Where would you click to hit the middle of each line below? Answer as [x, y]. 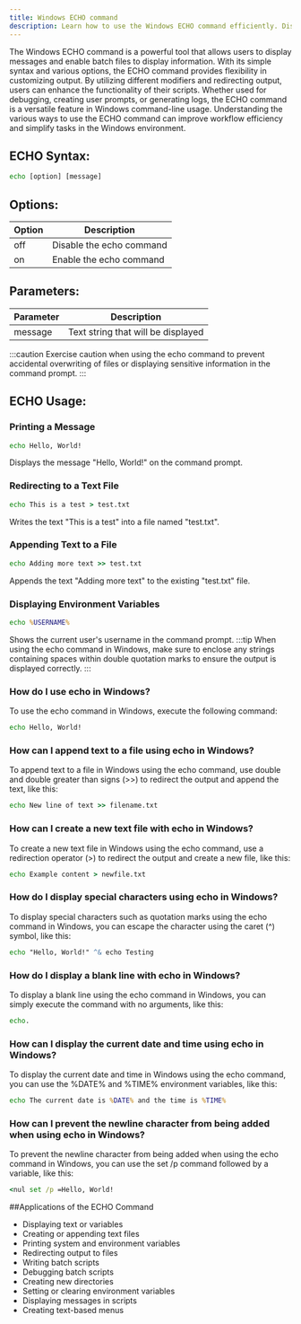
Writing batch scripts [61, 1263]
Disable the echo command [110, 245]
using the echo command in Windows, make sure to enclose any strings [142, 649]
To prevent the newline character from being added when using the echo [144, 1154]
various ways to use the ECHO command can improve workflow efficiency [146, 118]
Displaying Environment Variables [85, 604]
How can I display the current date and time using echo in [137, 1044]
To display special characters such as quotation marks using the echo [138, 916]
